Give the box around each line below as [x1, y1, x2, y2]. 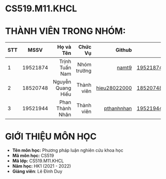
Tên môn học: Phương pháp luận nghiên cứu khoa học [12, 147, 124, 153]
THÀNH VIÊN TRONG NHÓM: [5, 26, 126, 37]
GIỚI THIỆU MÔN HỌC [5, 131, 97, 142]
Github [115, 46, 132, 53]
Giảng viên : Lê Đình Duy [12, 169, 63, 175]
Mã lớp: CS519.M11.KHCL [12, 158, 64, 164]
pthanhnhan [104, 105, 132, 112]
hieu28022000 [96, 85, 132, 91]
